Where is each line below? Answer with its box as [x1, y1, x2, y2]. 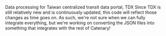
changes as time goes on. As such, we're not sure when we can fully [5, 15, 146, 20]
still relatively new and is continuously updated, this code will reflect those [5, 9, 157, 15]
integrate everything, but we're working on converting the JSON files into [5, 20, 155, 26]
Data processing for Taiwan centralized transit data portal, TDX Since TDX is [5, 4, 161, 10]
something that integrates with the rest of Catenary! [5, 25, 111, 31]
